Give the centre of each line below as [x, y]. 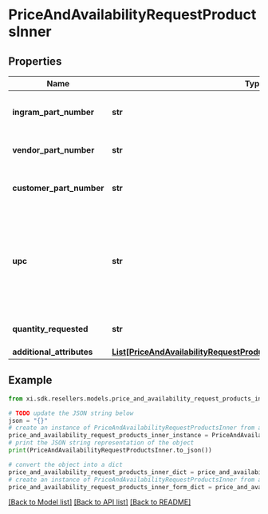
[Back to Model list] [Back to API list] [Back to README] [100, 502]
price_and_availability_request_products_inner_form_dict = [110, 487]
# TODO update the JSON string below [71, 413]
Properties [35, 61]
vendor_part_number [53, 150]
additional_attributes [53, 352]
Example [30, 380]
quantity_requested [50, 329]
